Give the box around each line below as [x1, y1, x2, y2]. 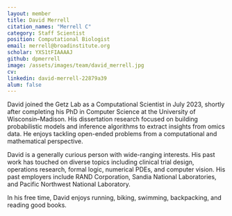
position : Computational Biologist [7, 36, 110, 43]
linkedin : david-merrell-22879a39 [7, 74, 108, 82]
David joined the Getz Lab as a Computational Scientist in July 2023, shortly [7, 100, 225, 108]
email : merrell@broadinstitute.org [7, 42, 110, 49]
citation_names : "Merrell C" [7, 23, 92, 30]
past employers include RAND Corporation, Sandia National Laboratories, [7, 173, 217, 181]
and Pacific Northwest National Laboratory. [7, 180, 131, 188]
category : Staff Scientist [7, 29, 85, 37]
